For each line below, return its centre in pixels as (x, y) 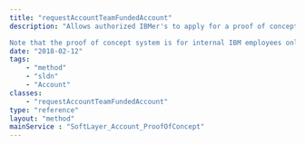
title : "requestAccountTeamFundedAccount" (91, 18)
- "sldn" (42, 77)
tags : (20, 60)
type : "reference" (44, 110)
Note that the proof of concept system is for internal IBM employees (146, 43)
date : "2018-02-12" (46, 51)
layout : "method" (42, 119)
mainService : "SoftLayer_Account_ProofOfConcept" (107, 127)
